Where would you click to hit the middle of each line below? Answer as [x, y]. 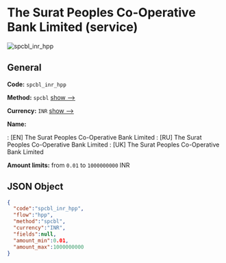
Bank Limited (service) [73, 27]
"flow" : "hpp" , [33, 215]
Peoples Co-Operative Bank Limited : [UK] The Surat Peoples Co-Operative [113, 145]
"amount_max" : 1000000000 [49, 247]
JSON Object [35, 187]
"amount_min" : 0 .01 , [41, 240]
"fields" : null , [35, 234]
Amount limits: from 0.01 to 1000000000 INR [68, 165]
